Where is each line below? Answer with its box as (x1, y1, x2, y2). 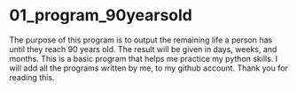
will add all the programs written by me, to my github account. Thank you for (9, 63, 288, 73)
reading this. (9, 72, 55, 82)
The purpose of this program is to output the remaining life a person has (9, 34, 273, 45)
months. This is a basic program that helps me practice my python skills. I (9, 53, 278, 64)
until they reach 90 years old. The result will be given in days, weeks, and (9, 43, 277, 54)
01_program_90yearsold (9, 5, 192, 26)
